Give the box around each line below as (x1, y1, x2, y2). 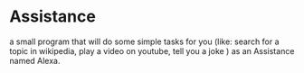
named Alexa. (9, 55, 61, 66)
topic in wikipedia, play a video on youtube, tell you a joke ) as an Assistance (9, 45, 295, 56)
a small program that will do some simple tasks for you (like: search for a (9, 36, 280, 47)
